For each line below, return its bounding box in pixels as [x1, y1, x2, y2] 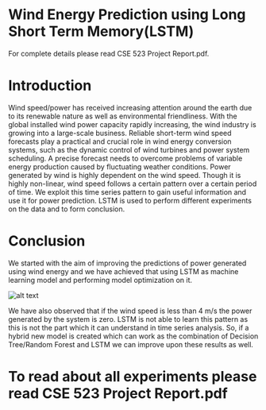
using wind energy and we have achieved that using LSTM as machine [8, 266, 239, 276]
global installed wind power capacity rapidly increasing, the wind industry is [8, 119, 256, 129]
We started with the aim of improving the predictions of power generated [8, 258, 247, 268]
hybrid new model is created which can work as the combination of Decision [8, 331, 259, 341]
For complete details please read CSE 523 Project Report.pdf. [8, 48, 210, 58]
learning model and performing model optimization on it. [8, 275, 193, 284]
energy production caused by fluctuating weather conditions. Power [8, 161, 232, 172]
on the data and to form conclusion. [8, 204, 125, 214]
